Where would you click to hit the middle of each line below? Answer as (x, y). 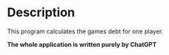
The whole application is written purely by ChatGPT (82, 44)
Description (41, 13)
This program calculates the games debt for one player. (85, 31)
